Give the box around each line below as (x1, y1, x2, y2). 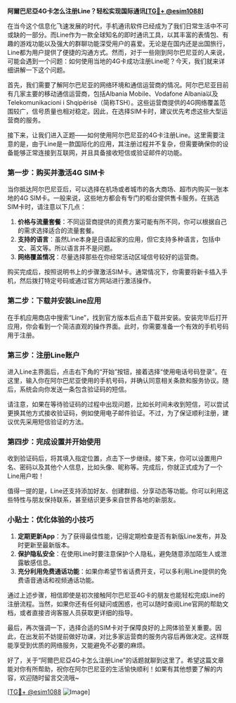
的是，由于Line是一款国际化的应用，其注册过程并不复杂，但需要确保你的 (13, 140, 223, 148)
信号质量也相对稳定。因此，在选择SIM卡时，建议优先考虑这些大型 (31, 107, 222, 115)
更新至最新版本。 (23, 541, 74, 550)
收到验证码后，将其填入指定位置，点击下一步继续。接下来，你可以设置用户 (7, 454, 223, 463)
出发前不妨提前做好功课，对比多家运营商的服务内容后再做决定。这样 (25, 633, 223, 641)
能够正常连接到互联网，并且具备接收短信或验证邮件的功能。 (13, 148, 186, 157)
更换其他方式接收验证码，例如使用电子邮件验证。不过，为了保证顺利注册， (7, 408, 223, 417)
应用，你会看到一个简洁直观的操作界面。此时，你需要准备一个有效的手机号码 (7, 322, 229, 330)
